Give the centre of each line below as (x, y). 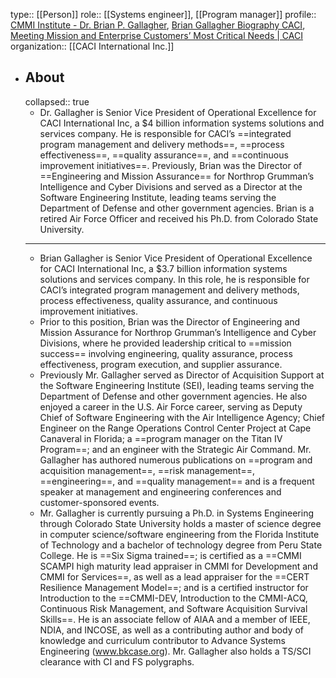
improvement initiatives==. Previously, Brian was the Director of (171, 165)
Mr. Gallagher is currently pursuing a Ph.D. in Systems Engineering (177, 513)
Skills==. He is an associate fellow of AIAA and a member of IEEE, (175, 619)
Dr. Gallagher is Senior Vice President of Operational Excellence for (178, 112)
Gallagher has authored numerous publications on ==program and (176, 460)
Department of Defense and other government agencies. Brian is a (177, 208)
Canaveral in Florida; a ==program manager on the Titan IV (161, 438)
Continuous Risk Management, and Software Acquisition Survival (173, 608)
